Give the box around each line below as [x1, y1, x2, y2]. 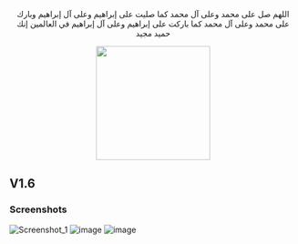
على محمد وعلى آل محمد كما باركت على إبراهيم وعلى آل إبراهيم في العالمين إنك [16, 18, 290, 29]
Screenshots [9, 203, 67, 216]
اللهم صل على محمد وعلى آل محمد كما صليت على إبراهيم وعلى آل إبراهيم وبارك [16, 9, 290, 19]
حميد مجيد [135, 28, 171, 38]
